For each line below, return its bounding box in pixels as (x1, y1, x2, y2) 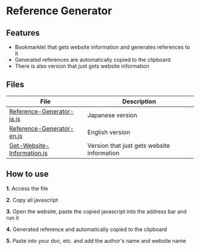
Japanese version (87, 111, 137, 119)
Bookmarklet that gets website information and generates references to (14, 43, 190, 50)
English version (87, 128, 130, 136)
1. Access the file (6, 185, 49, 192)
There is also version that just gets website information (14, 62, 150, 69)
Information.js (9, 148, 48, 157)
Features (6, 28, 40, 38)
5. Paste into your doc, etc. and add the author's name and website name (6, 237, 186, 244)
